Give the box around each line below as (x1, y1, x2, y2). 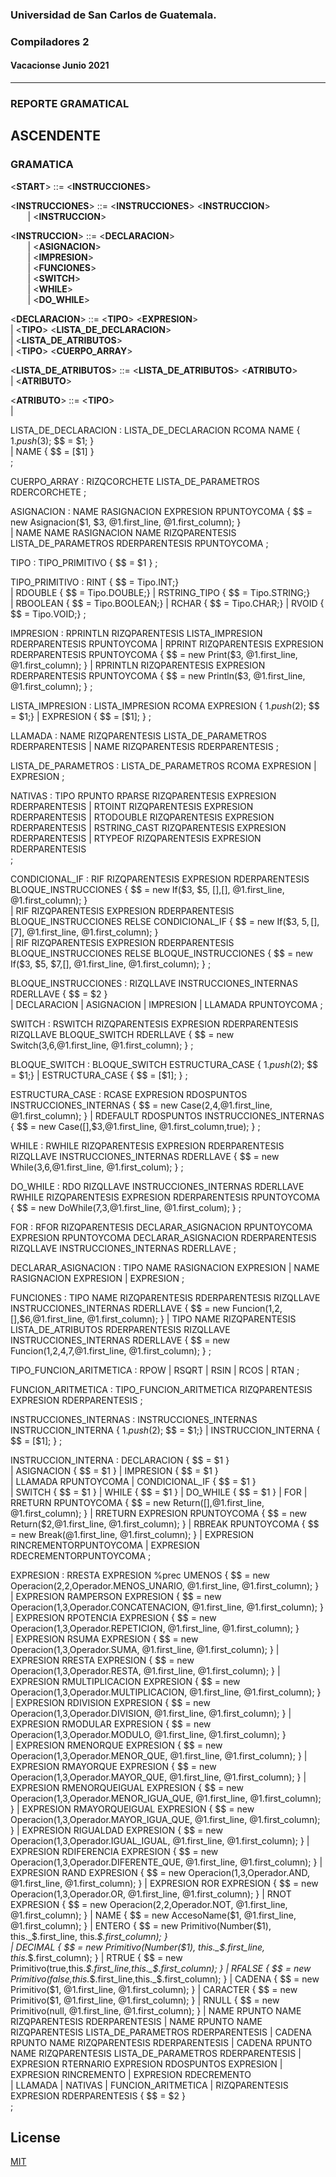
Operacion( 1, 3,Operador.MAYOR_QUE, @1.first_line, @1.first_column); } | (10, 1771, 307, 1783)
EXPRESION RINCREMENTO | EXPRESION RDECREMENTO (10, 2068, 252, 2080)
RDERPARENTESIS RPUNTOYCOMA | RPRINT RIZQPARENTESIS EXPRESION (10, 638, 324, 650)
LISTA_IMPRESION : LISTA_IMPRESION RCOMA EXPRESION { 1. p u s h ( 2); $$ (10, 699, 320, 712)
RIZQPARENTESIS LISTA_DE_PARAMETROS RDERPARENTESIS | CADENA (10, 2026, 312, 2038)
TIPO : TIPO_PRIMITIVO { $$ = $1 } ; (10, 556, 158, 568)
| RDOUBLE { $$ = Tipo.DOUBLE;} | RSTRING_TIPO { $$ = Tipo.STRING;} (10, 586, 311, 598)
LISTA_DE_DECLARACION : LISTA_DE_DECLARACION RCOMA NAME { (10, 424, 301, 436)
